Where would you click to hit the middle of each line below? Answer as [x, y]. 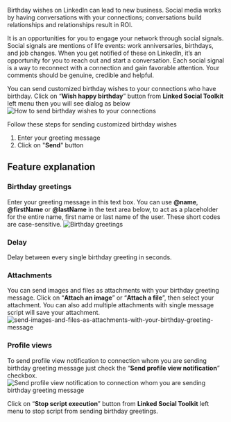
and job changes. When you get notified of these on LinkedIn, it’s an [104, 53]
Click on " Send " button [50, 145]
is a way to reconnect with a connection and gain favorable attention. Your [113, 68]
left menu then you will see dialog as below [69, 103]
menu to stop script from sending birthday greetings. [83, 411]
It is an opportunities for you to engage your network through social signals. [115, 38]
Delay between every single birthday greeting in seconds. [89, 257]
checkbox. [22, 375]
